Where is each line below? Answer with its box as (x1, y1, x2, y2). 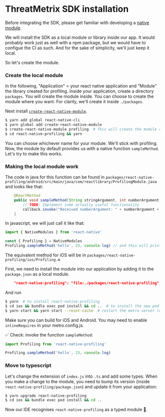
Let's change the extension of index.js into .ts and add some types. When (5, 373, 158, 379)
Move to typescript (5, 362, 52, 369)
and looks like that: (5, 184, 43, 190)
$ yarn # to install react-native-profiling (5, 299, 100, 304)
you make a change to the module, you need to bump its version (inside (5, 378, 150, 384)
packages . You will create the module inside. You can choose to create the (5, 93, 154, 99)
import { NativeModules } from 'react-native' (5, 230, 102, 235)
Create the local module (5, 72, 63, 79)
